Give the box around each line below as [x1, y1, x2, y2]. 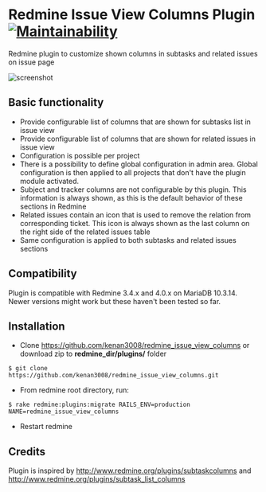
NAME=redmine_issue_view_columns [8, 408, 119, 416]
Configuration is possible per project [19, 150, 140, 160]
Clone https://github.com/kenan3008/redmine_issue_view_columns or [19, 341, 250, 350]
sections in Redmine [19, 201, 87, 211]
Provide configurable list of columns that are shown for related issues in [19, 134, 256, 143]
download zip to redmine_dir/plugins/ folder [19, 349, 167, 359]
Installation [8, 319, 65, 333]
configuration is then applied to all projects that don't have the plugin [19, 167, 246, 177]
